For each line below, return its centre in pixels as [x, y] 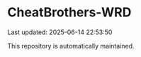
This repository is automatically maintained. [71, 46]
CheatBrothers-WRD [69, 12]
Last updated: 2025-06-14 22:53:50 [60, 32]
